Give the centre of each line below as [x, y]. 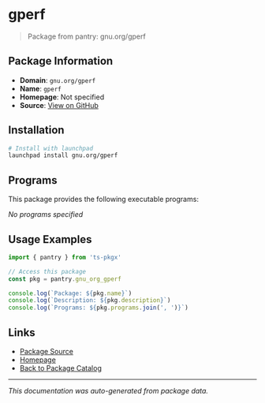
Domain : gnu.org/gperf [58, 80]
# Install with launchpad [50, 148]
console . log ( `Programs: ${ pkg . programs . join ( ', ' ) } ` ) [99, 308]
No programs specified [46, 215]
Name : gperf [40, 88]
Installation [36, 131]
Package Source [46, 351]
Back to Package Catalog [61, 368]
